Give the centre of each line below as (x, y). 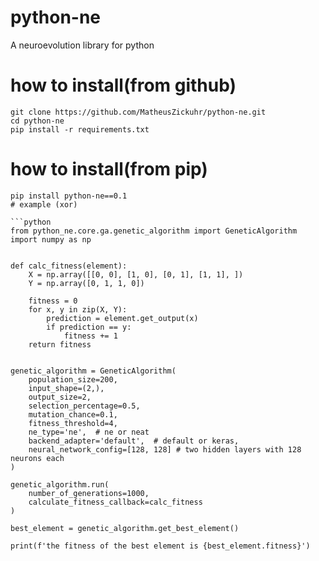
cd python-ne (37, 121)
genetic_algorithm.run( (60, 484)
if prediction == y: (89, 327)
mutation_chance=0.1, (73, 414)
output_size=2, (60, 397)
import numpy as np (51, 239)
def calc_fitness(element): (69, 266)
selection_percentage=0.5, (84, 406)
